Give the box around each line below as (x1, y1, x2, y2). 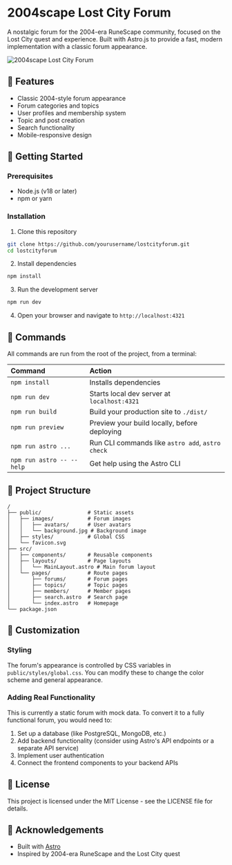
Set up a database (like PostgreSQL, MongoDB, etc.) (17, 729, 167, 737)
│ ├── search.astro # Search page (7, 594, 128, 601)
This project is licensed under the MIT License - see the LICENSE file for (7, 797, 213, 805)
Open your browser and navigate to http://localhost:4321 (17, 311, 185, 320)
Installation (7, 212, 46, 222)
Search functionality (17, 123, 75, 132)
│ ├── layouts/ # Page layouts (7, 557, 131, 564)
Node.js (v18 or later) (17, 187, 77, 195)
